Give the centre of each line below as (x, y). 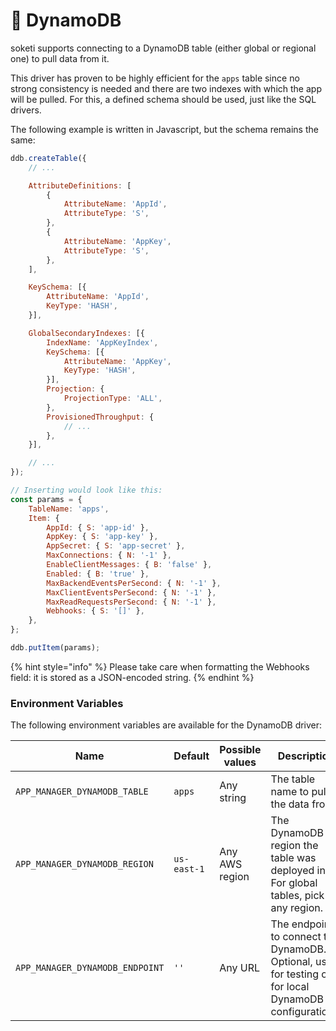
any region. (297, 908)
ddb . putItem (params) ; (55, 648)
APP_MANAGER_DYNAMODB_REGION (84, 864)
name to (290, 792)
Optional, (291, 962)
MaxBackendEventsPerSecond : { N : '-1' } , (134, 583)
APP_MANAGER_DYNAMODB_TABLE (82, 792)
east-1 (189, 869)
